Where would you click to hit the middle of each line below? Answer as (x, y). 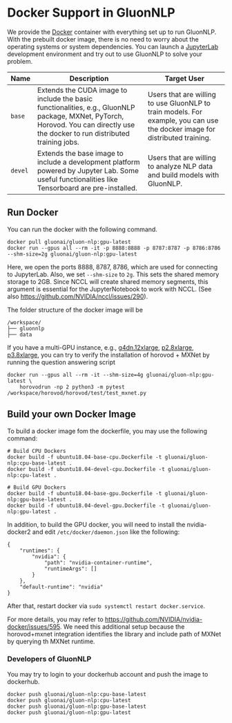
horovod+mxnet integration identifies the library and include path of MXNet (114, 634)
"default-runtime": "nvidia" (61, 587)
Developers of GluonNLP (49, 659)
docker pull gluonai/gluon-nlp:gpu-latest (69, 242)
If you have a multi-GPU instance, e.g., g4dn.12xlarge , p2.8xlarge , (100, 347)
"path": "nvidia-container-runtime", (98, 562)
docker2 (19, 532)
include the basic (65, 98)
